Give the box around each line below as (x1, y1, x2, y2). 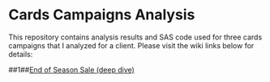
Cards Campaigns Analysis (8, 6, 195, 24)
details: (8, 49, 33, 59)
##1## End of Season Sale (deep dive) (8, 64, 135, 74)
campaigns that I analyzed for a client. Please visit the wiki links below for (8, 40, 255, 50)
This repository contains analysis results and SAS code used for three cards (8, 32, 263, 42)
